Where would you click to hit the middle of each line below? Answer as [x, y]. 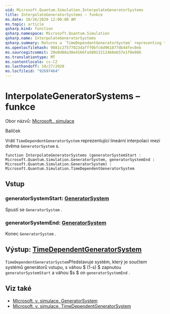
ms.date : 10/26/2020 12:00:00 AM [40, 19]
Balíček [13, 131]
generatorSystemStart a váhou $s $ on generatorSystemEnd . [68, 272]
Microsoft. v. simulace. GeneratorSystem [55, 301]
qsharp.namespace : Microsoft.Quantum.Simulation [57, 33]
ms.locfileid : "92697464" [32, 71]
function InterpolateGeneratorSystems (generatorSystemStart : [73, 155]
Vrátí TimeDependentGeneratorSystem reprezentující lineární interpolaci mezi [83, 140]
